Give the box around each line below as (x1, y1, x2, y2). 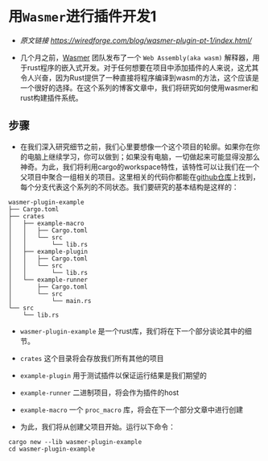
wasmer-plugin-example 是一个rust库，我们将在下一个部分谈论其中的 (19, 326, 245, 335)
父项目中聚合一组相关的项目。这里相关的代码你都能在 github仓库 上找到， (19, 172, 260, 181)
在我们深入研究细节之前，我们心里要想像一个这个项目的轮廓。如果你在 (19, 142, 254, 152)
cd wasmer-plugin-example (8, 445, 95, 453)
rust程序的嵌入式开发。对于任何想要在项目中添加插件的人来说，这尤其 (27, 62, 259, 73)
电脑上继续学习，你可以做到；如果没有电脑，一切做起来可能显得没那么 (27, 152, 260, 161)
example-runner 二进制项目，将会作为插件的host (19, 388, 179, 397)
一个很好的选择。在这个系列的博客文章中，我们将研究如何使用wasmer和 (19, 82, 259, 93)
